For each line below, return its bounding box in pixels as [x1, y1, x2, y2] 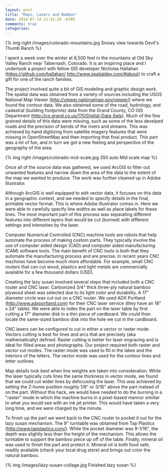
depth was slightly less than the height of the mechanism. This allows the [5, 431, 156, 437]
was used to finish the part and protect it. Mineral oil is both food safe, [5, 442, 150, 448]
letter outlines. [5, 358, 35, 364]
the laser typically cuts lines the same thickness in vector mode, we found [5, 373, 158, 380]
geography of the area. [5, 145, 53, 151]
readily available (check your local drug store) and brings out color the [5, 447, 150, 453]
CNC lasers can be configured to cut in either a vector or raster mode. [5, 326, 150, 332]
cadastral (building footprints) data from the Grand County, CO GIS [5, 108, 143, 114]
